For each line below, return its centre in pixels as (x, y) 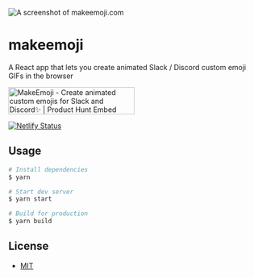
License (29, 246)
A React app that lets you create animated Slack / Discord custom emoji (127, 67)
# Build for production (48, 214)
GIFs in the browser (41, 76)
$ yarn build (30, 222)
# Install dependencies (48, 169)
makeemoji (46, 45)
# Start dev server (41, 192)
